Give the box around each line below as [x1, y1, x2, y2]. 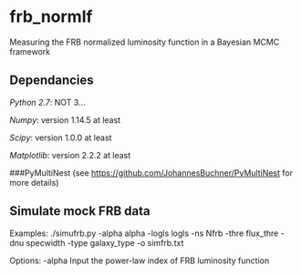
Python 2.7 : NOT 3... [9, 97, 87, 107]
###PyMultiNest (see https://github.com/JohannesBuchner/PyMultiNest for [9, 167, 294, 178]
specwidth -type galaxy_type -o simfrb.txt [26, 237, 184, 248]
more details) [9, 177, 59, 188]
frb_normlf [9, 6, 93, 27]
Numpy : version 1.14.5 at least [9, 114, 121, 125]
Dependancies [9, 73, 94, 88]
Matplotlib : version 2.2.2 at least [9, 149, 131, 160]
